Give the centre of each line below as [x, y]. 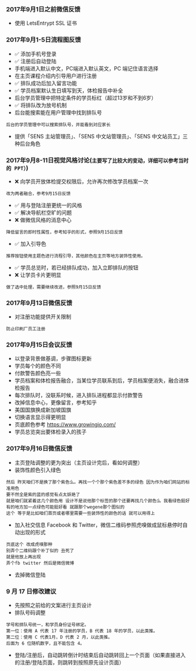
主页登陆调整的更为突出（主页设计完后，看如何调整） [79, 462]
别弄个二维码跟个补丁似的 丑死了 [40, 550]
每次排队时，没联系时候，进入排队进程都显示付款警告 [79, 395]
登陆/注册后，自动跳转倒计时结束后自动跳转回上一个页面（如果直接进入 [100, 655]
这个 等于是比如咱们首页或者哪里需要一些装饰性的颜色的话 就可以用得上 [80, 513]
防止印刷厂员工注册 [26, 329]
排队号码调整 [30, 613]
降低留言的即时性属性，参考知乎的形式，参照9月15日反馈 [64, 232]
